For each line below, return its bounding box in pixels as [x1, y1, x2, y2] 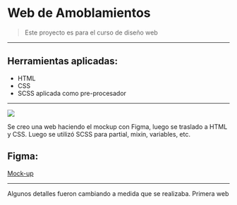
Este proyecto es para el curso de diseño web [24, 28, 159, 37]
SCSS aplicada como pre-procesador [17, 89, 127, 97]
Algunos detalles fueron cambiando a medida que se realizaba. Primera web [7, 189, 229, 198]
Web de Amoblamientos [7, 5, 151, 21]
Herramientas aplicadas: [7, 55, 119, 68]
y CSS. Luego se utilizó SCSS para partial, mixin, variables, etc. [7, 130, 190, 138]
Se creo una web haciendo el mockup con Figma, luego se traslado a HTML [7, 122, 228, 131]
